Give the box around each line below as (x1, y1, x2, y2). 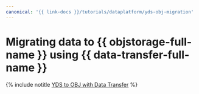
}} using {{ (37, 48, 92, 61)
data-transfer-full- (93, 48, 190, 61)
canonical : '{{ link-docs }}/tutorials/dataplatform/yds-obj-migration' (5, 8, 194, 15)
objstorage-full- (109, 35, 192, 49)
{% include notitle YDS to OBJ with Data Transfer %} (5, 81, 138, 88)
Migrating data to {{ (5, 35, 107, 49)
